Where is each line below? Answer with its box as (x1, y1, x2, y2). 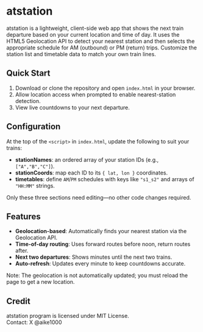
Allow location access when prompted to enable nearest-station (15, 90, 176, 98)
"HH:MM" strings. (15, 182, 55, 189)
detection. (15, 97, 41, 104)
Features (6, 211, 41, 222)
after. (15, 247, 29, 254)
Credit (6, 296, 30, 306)
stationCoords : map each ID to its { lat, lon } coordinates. (15, 169, 168, 176)
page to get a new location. (6, 278, 75, 286)
